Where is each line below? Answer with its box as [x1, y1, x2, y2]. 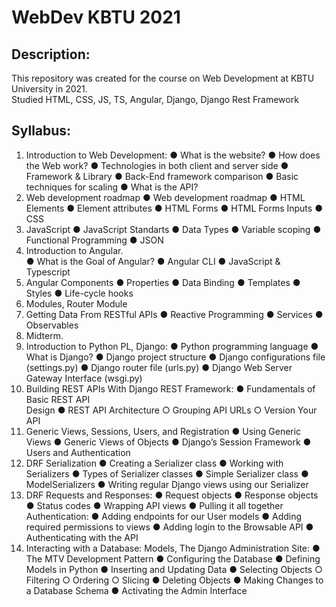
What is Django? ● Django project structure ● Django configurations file [25, 351, 326, 363]
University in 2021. [11, 83, 88, 95]
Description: [11, 46, 91, 63]
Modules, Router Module [25, 297, 128, 310]
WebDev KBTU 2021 [11, 6, 181, 29]
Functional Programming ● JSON [25, 234, 164, 246]
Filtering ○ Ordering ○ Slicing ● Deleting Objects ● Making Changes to [25, 574, 324, 586]
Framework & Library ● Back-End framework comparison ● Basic [25, 170, 299, 182]
